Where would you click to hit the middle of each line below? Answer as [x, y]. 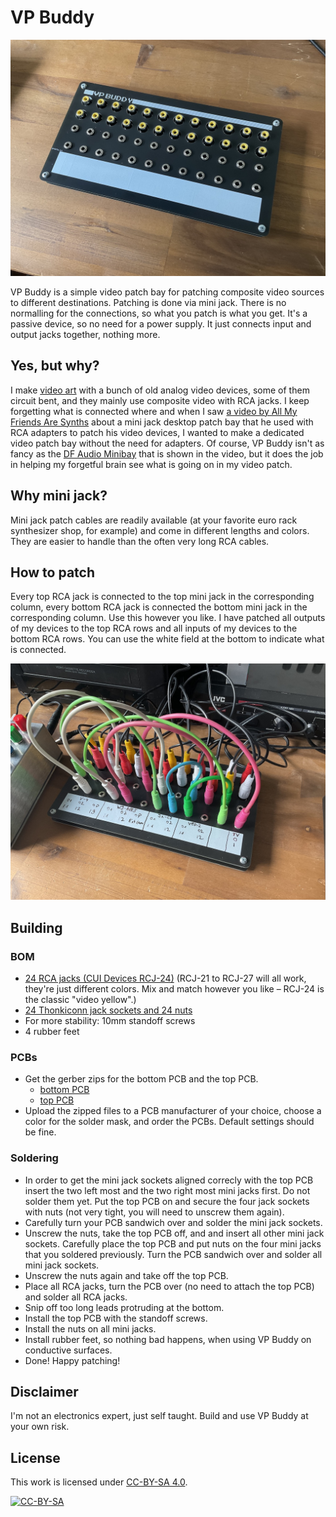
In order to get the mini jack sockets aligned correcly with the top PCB [169, 1180]
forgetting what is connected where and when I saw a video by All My [154, 411]
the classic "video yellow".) [80, 1000]
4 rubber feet [52, 1032]
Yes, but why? [55, 366]
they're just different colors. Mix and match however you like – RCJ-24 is [174, 989]
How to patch [52, 572]
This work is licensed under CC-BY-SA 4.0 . [99, 1482]
